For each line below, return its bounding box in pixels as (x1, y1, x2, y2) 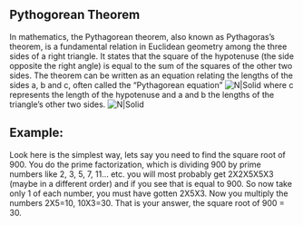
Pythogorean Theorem (9, 7, 141, 23)
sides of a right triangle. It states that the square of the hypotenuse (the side (9, 50, 295, 62)
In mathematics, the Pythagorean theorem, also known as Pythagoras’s (9, 31, 275, 42)
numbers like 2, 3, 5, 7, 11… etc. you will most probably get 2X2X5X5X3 (9, 168, 274, 180)
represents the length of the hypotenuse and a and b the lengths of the (9, 89, 275, 100)
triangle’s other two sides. (9, 99, 106, 110)
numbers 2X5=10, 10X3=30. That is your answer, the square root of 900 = (9, 197, 286, 208)
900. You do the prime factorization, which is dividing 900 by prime (9, 159, 261, 170)
